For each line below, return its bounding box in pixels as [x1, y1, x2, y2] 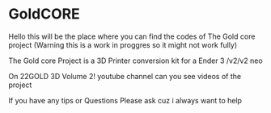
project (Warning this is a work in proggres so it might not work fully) [8, 40, 238, 49]
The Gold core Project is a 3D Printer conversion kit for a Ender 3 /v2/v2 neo [8, 56, 263, 65]
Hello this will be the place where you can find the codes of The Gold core [8, 31, 256, 41]
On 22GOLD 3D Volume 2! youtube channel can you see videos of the [8, 71, 241, 81]
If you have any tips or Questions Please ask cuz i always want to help [8, 95, 243, 105]
